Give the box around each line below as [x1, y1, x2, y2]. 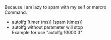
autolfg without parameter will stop [11, 24, 83, 30]
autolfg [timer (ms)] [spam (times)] [11, 19, 83, 25]
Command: [4, 9, 27, 15]
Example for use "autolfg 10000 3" [11, 30, 83, 35]
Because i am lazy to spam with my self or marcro [4, 4, 107, 10]
